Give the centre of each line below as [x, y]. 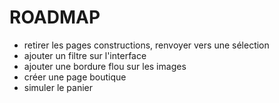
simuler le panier [58, 87]
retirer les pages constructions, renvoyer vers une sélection [146, 45]
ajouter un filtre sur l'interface [85, 55]
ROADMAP [55, 17]
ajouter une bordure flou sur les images [105, 66]
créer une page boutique [75, 77]
